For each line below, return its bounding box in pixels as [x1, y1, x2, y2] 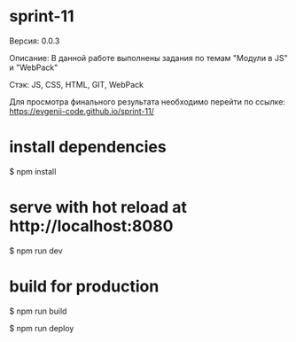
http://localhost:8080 [9, 216, 174, 237]
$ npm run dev [9, 245, 64, 256]
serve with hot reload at [9, 198, 188, 218]
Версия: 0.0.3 [9, 35, 60, 46]
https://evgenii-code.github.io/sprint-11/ [9, 105, 155, 116]
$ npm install [9, 166, 57, 176]
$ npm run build [9, 306, 67, 316]
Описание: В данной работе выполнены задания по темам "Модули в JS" [9, 52, 288, 63]
